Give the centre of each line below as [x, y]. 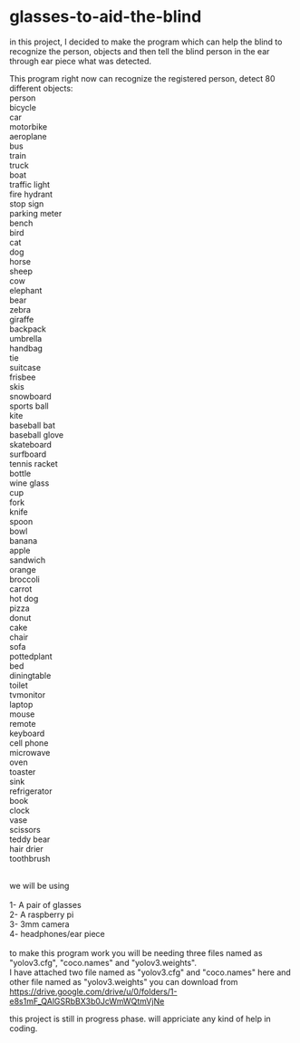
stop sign [27, 203]
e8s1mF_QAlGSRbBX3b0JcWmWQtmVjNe [87, 1001]
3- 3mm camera [39, 924]
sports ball [29, 406]
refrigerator [31, 791]
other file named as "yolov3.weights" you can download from [124, 981]
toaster [23, 771]
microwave [30, 752]
